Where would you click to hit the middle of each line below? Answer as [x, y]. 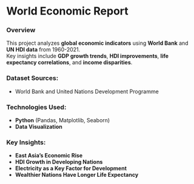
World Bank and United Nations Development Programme [87, 91]
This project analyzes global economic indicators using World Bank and [98, 43]
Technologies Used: [36, 107]
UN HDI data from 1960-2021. [43, 50]
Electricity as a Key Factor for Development [71, 168]
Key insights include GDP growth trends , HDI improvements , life [87, 56]
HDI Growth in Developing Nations [59, 162]
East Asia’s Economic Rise [49, 156]
